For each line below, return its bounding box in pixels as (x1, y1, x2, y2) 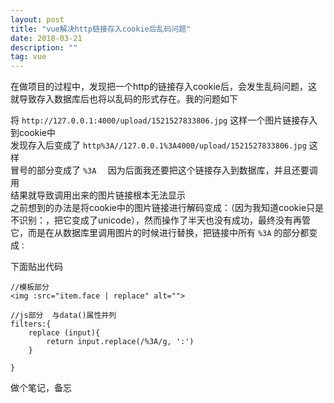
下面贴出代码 (10, 261, 63, 273)
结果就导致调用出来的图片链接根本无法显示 (10, 189, 186, 201)
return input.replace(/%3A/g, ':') (46, 337, 195, 347)
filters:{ (10, 319, 52, 330)
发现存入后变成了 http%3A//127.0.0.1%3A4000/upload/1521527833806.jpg (10, 139, 307, 151)
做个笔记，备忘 (10, 382, 72, 394)
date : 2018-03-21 (10, 33, 83, 43)
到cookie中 (10, 127, 57, 139)
